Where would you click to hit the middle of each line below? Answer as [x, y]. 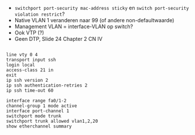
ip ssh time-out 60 [30, 91]
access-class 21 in [30, 70]
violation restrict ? [40, 14]
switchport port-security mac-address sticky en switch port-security [102, 8]
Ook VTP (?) [29, 33]
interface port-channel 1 [37, 111]
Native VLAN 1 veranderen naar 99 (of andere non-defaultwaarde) [94, 20]
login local [20, 65]
